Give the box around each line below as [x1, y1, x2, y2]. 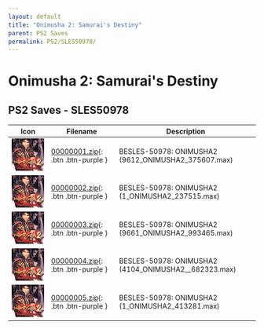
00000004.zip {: [50, 256, 104, 266]
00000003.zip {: [50, 220, 104, 229]
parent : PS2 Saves [8, 29, 68, 37]
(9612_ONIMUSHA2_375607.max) [119, 155, 233, 164]
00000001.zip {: [50, 146, 104, 156]
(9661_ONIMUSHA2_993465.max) [119, 228, 233, 237]
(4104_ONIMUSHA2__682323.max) [119, 265, 236, 274]
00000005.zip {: [50, 293, 104, 302]
